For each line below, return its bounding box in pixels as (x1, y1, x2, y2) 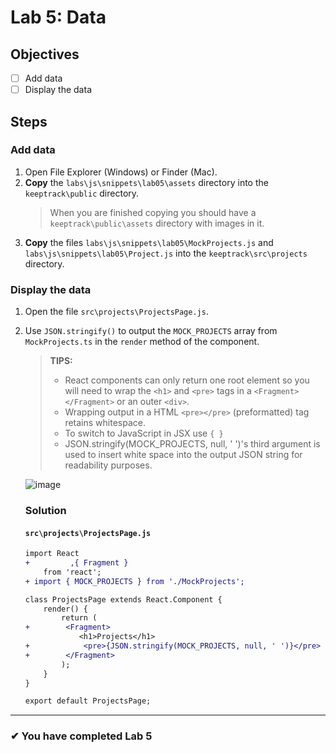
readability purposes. (64, 459, 153, 471)
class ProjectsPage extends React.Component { (24, 594, 223, 605)
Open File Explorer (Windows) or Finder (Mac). (24, 166, 218, 178)
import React (24, 549, 80, 559)
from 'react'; (43, 567, 102, 577)
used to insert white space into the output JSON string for (64, 449, 303, 461)
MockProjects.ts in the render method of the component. (24, 336, 260, 348)
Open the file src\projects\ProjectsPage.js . (24, 306, 209, 318)
